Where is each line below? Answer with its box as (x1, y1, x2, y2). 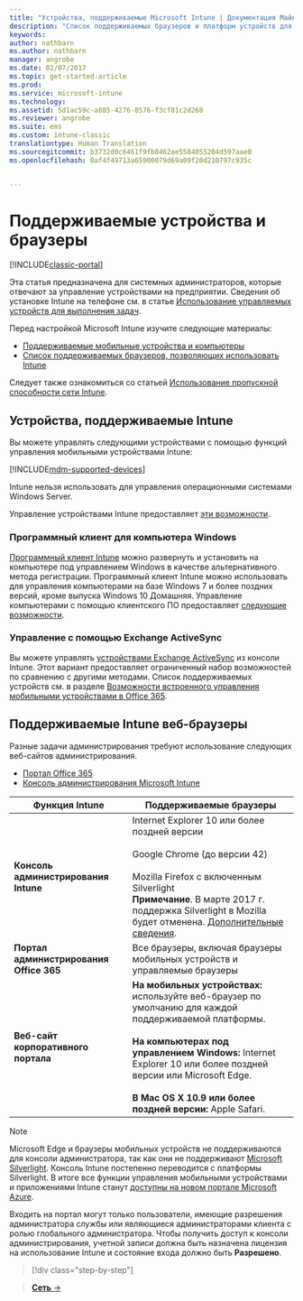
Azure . (9, 1191, 34, 1202)
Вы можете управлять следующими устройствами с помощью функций (9, 437, 287, 448)
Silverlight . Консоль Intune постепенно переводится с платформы (9, 1162, 262, 1173)
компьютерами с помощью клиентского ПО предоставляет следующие (9, 599, 287, 610)
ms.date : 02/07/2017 (9, 64, 87, 73)
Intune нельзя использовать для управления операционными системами (9, 482, 292, 493)
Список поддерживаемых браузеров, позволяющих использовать (22, 350, 280, 361)
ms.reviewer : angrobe (9, 114, 91, 123)
